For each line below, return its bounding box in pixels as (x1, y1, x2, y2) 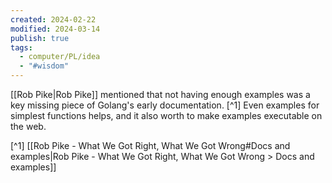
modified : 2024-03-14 (10, 24, 101, 34)
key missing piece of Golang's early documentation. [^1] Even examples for (10, 99, 320, 111)
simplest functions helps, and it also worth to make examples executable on (10, 110, 323, 121)
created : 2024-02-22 (10, 14, 97, 25)
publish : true (10, 33, 70, 43)
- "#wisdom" (19, 61, 70, 71)
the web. (10, 121, 47, 132)
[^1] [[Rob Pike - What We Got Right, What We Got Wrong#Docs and (10, 140, 291, 151)
